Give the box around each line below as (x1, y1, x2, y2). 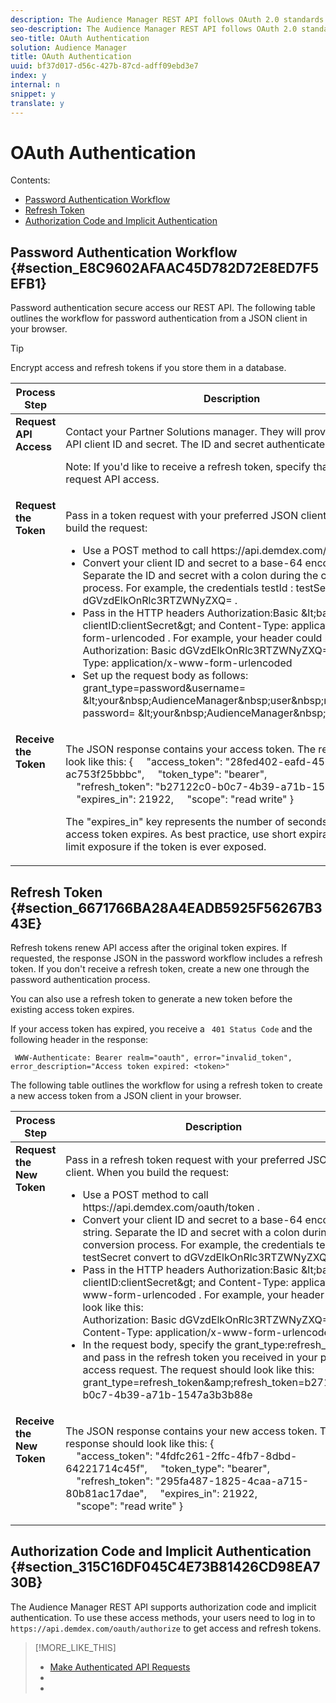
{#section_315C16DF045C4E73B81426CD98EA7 (10, 1559, 321, 1576)
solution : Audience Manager (10, 42, 128, 53)
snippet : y (10, 89, 56, 99)
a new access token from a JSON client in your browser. (10, 1090, 242, 1102)
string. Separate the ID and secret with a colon (82, 1226, 300, 1240)
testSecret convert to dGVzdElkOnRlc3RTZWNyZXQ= (82, 1251, 334, 1265)
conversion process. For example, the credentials (82, 1238, 314, 1252)
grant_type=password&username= (82, 681, 247, 695)
